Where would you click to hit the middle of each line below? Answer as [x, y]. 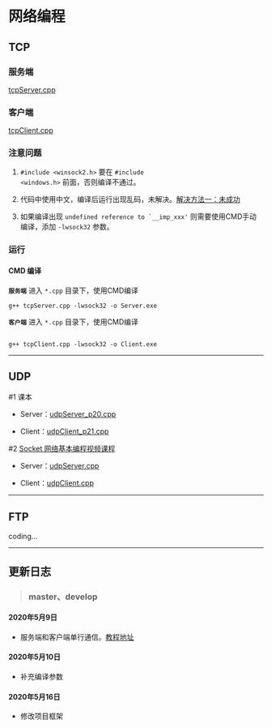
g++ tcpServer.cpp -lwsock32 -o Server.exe [83, 306]
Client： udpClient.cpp [57, 483]
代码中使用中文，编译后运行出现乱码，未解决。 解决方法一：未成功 [130, 199]
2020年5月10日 [34, 657]
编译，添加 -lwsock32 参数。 [67, 227]
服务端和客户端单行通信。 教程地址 [77, 636]
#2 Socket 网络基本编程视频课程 [62, 449]
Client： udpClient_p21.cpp [64, 431]
